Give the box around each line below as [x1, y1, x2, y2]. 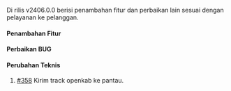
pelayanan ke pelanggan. [6, 13, 79, 22]
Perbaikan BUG [6, 45, 52, 53]
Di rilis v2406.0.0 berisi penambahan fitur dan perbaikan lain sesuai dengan [6, 6, 224, 14]
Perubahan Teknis [6, 60, 61, 69]
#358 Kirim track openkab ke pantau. [16, 76, 124, 85]
